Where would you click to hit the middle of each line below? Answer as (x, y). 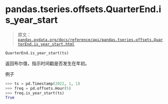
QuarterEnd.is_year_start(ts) (37, 53)
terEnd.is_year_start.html (46, 44)
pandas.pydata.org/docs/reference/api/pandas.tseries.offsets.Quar (90, 40)
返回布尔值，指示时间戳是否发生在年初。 (47, 63)
